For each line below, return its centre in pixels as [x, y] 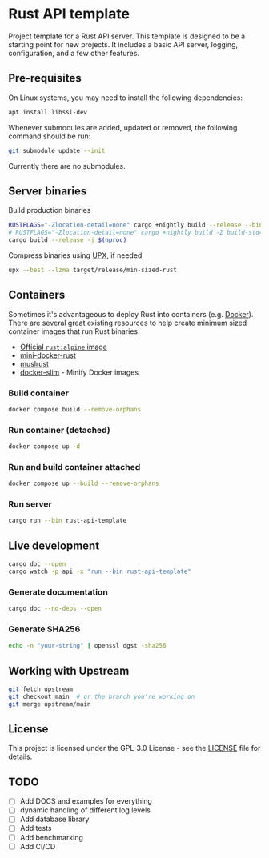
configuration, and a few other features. [74, 53]
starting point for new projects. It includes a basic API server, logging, [123, 44]
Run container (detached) [59, 430]
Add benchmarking [52, 837]
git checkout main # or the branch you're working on [102, 696]
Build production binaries [50, 210]
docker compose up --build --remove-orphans [84, 484]
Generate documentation [58, 591]
